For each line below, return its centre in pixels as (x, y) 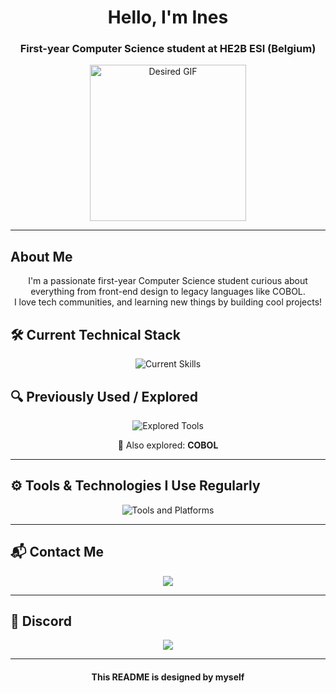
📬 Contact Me (57, 552)
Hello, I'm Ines (168, 17)
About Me (41, 256)
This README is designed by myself (168, 677)
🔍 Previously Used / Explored (104, 396)
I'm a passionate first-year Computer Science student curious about (168, 281)
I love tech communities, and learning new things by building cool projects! (168, 302)
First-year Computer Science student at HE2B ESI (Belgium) (168, 49)
